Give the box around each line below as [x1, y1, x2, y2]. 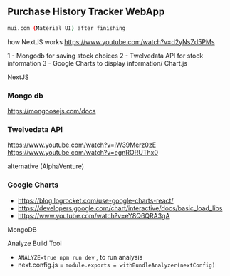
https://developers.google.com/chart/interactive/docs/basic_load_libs [17, 203, 223, 213]
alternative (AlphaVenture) [7, 162, 84, 170]
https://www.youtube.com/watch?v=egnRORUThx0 [7, 148, 159, 157]
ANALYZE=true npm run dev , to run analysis [17, 252, 143, 261]
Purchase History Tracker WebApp [7, 6, 165, 18]
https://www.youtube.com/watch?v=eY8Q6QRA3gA [17, 211, 170, 220]
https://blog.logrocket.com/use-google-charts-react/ [17, 196, 174, 205]
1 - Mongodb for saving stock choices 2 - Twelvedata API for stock [7, 51, 204, 60]
